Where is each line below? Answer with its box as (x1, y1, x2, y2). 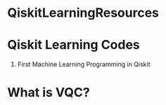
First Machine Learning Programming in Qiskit (17, 60, 151, 69)
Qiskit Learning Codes (7, 37, 141, 53)
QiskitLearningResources (7, 5, 160, 21)
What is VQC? (7, 85, 90, 101)
